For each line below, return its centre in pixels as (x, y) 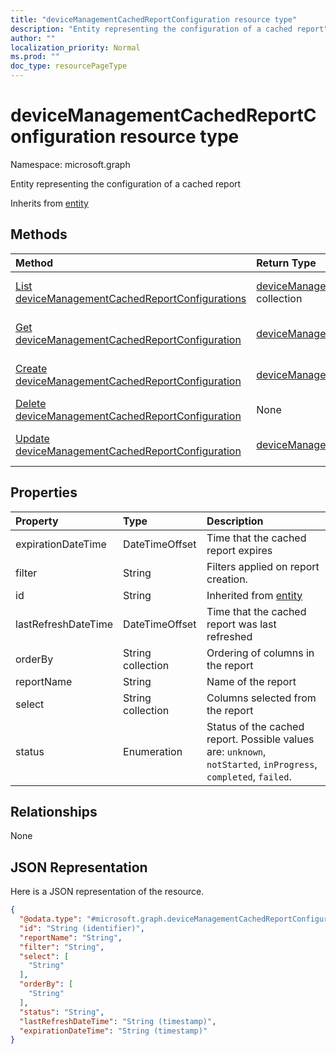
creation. (227, 579)
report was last (241, 624)
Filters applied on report (263, 566)
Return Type (286, 263)
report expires (239, 550)
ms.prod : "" (35, 57)
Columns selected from (261, 698)
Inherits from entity (49, 203)
